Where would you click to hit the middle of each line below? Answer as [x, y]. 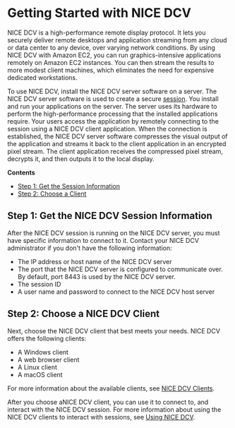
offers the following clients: [47, 338]
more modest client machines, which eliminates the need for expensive [110, 70]
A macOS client [40, 374]
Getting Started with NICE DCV [100, 13]
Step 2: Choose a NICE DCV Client [84, 314]
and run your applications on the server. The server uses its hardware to [112, 106]
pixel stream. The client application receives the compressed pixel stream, [115, 151]
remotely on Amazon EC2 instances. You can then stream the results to [111, 62]
